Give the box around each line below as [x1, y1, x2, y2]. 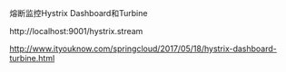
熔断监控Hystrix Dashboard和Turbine [9, 8, 148, 18]
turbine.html [9, 53, 55, 63]
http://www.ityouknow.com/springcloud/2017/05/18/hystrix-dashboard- [9, 43, 277, 54]
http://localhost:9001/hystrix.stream [9, 26, 143, 36]
